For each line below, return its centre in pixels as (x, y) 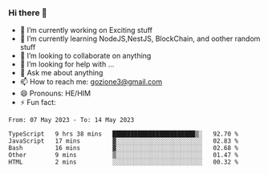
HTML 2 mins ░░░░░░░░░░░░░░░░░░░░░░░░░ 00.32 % (124, 162)
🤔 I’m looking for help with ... (67, 64)
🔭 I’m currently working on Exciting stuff (86, 30)
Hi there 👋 (28, 13)
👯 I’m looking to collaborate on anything (85, 56)
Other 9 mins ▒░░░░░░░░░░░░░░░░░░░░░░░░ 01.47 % (124, 156)
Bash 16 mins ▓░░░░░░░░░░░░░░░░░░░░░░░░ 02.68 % (124, 148)
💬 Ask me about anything (61, 73)
